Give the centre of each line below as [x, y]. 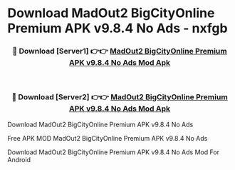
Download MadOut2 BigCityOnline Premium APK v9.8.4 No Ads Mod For [113, 152]
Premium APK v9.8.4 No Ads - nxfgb [117, 28]
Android [19, 159]
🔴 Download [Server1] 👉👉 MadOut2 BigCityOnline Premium [120, 51]
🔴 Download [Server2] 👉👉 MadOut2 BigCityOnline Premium [120, 97]
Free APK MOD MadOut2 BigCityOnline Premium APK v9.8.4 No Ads [108, 138]
